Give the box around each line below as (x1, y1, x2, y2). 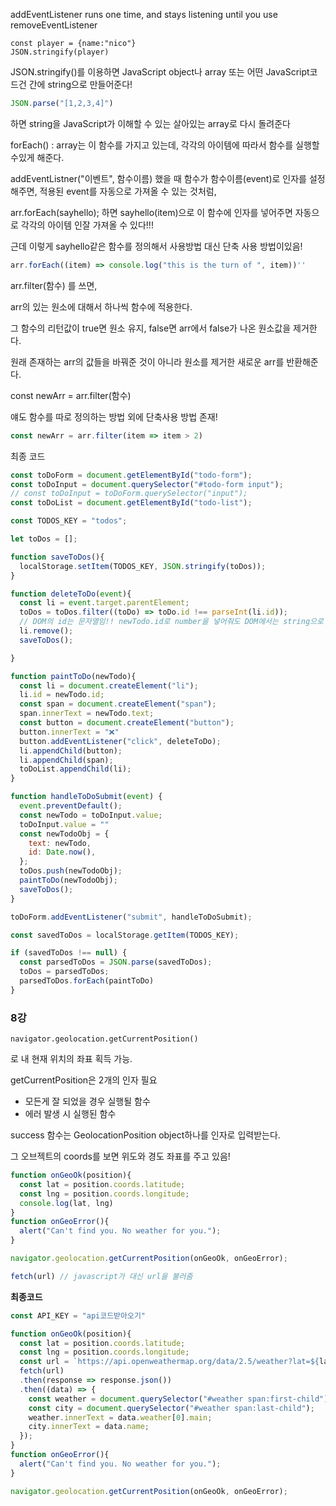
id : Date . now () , (28, 847, 97, 858)
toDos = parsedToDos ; (19, 967, 110, 977)
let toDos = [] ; (10, 534, 78, 544)
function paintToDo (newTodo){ (10, 671, 137, 681)
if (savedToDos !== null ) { (10, 948, 128, 958)
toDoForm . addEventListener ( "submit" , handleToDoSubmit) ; (10, 912, 253, 922)
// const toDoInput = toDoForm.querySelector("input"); (10, 489, 248, 499)
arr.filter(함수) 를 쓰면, (10, 279, 98, 291)
